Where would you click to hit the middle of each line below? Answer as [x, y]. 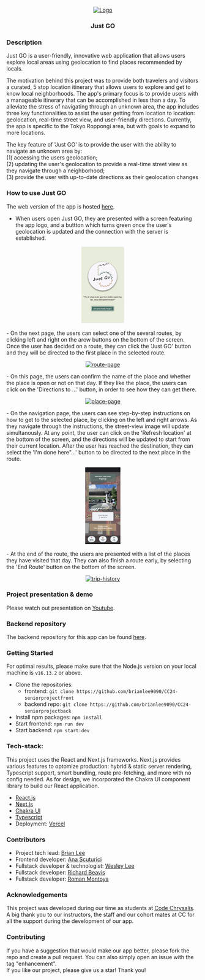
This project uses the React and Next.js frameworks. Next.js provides [94, 759]
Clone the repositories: [44, 685]
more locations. [26, 133]
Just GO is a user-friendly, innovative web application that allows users [96, 56]
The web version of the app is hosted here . [61, 206]
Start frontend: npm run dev [50, 724]
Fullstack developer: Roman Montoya [62, 879]
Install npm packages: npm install [59, 718]
